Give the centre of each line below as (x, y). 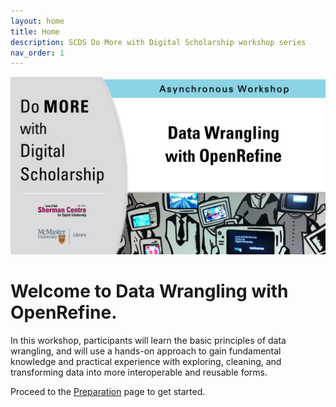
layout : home (37, 21)
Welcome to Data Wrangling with (149, 291)
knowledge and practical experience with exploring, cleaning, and (146, 361)
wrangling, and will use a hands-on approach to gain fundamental (146, 351)
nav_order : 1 (37, 53)
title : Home (35, 31)
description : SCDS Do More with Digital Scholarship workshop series (158, 42)
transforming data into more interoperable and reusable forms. (139, 372)
